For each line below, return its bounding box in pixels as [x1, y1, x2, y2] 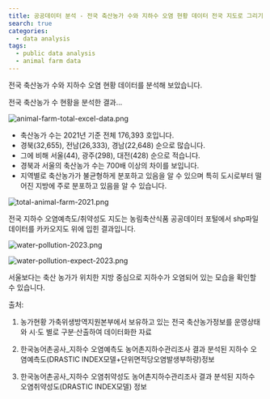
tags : [8, 42, 27, 50]
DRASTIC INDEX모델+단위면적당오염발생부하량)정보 [49, 354, 215, 364]
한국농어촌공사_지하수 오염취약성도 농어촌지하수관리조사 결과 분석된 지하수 [19, 371, 255, 381]
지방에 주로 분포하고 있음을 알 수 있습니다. [35, 180, 167, 190]
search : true [8, 19, 53, 28]
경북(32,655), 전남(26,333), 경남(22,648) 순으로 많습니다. [19, 140, 206, 150]
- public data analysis [15, 49, 95, 57]
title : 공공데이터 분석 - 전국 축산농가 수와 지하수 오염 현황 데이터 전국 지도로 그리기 [8, 11, 264, 20]
